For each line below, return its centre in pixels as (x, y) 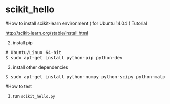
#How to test (19, 86)
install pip (23, 43)
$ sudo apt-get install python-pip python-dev (64, 57)
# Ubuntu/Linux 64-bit (33, 52)
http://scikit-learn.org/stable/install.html (47, 33)
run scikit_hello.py (34, 96)
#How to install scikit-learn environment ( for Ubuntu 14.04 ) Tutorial (76, 23)
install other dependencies (40, 67)
